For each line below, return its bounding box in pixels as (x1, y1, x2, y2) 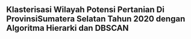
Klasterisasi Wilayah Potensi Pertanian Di (6, 5, 164, 15)
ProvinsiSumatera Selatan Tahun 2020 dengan (6, 14, 186, 24)
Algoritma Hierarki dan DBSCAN (6, 23, 129, 33)
